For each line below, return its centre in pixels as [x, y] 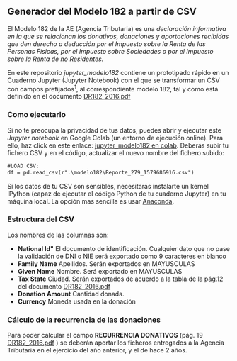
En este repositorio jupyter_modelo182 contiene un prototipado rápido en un [118, 72]
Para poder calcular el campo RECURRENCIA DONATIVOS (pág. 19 [105, 335]
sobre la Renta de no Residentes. [56, 59]
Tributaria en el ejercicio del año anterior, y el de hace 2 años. [97, 350]
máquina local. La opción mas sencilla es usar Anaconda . [91, 201]
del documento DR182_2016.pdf [64, 286]
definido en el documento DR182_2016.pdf [69, 96]
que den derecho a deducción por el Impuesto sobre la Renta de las [107, 44]
